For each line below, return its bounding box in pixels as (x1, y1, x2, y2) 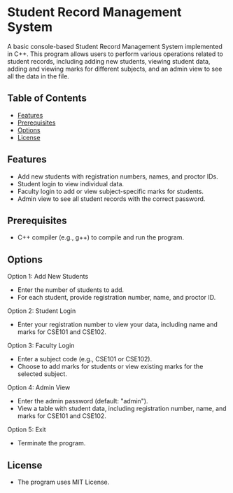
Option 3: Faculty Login (7, 341, 75, 350)
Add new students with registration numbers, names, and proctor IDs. (17, 172, 218, 181)
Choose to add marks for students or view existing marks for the (17, 362, 204, 371)
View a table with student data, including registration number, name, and (17, 404, 227, 413)
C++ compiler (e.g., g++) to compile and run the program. (17, 233, 185, 242)
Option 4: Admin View (7, 383, 71, 392)
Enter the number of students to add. (17, 286, 125, 294)
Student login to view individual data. (17, 179, 125, 188)
